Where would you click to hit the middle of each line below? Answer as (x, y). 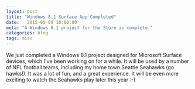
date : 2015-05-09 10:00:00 (42, 22)
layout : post (22, 11)
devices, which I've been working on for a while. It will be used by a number (97, 61)
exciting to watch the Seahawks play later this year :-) (71, 80)
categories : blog (27, 33)
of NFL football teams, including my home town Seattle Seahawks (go (90, 67)
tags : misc (19, 38)
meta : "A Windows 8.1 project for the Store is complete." (80, 28)
